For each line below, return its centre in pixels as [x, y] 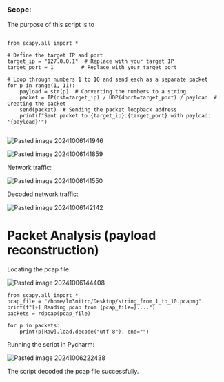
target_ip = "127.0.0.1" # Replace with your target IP [91, 61]
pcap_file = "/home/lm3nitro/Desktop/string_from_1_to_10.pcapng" [104, 302]
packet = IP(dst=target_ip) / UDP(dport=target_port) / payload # [118, 98]
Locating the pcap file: [39, 269]
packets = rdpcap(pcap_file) [49, 314]
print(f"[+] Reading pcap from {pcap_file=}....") [81, 308]
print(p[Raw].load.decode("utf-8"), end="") [84, 332]
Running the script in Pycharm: [51, 345]
